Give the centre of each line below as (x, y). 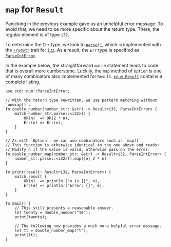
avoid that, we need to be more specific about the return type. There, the (82, 29)
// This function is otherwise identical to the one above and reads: (82, 145)
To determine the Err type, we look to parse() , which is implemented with (83, 44)
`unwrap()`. (18, 104)
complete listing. (23, 82)
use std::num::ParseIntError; (38, 91)
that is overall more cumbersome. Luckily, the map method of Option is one (83, 71)
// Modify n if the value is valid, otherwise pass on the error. (78, 149)
